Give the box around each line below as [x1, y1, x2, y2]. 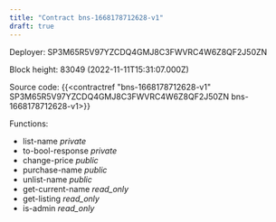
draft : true [9, 22, 54, 31]
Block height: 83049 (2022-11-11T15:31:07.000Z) [9, 64, 190, 75]
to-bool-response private [22, 145, 118, 156]
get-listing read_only [22, 193, 100, 204]
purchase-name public [22, 164, 108, 175]
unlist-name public [22, 173, 93, 185]
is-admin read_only [22, 202, 95, 213]
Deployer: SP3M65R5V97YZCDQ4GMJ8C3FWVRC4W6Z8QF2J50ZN [9, 46, 268, 57]
